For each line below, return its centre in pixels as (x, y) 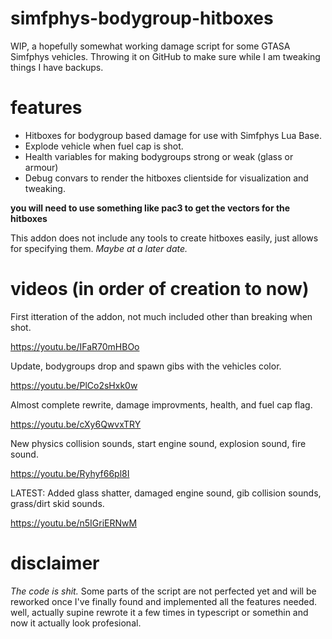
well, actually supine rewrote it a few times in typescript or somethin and (159, 612)
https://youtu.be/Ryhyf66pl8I (70, 473)
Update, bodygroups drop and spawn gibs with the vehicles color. (146, 366)
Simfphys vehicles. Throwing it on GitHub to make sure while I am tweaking (165, 56)
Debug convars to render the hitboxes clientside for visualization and (166, 178)
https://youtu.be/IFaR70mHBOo (75, 346)
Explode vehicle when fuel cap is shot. (104, 146)
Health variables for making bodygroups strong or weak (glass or (159, 156)
